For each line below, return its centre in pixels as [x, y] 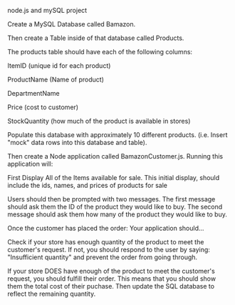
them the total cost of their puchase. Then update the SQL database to [111, 286]
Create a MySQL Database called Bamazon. [72, 24]
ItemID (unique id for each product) [59, 66]
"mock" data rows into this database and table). [77, 142]
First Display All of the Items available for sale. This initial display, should [114, 177]
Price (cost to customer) [43, 107]
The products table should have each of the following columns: [100, 52]
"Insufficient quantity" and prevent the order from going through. [103, 257]
